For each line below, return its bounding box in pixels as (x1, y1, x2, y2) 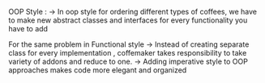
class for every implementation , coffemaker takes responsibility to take (8, 48, 247, 57)
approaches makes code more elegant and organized (8, 65, 187, 75)
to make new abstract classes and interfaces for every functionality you (8, 15, 248, 25)
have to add (8, 24, 49, 33)
